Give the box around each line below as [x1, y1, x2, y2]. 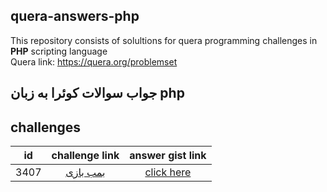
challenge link [51, 149, 120, 163]
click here [144, 165, 192, 179]
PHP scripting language [10, 45, 108, 57]
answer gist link [129, 149, 207, 163]
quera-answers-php [10, 8, 140, 25]
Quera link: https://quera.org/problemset [10, 55, 178, 68]
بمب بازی [65, 165, 106, 179]
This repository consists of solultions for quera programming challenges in [10, 34, 318, 46]
